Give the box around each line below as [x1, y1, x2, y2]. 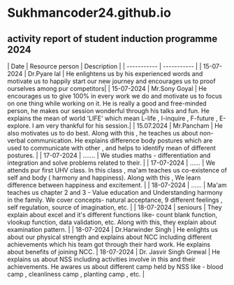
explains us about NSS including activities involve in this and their [7, 255, 196, 263]
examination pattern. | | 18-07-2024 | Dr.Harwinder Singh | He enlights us [7, 226, 219, 233]
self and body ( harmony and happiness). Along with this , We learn [7, 173, 201, 182]
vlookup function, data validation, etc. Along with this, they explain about [7, 218, 217, 226]
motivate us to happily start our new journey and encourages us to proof [7, 77, 216, 85]
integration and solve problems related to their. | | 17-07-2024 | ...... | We [7, 159, 215, 167]
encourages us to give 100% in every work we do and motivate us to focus [7, 92, 222, 100]
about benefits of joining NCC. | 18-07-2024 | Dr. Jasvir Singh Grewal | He [7, 248, 221, 256]
